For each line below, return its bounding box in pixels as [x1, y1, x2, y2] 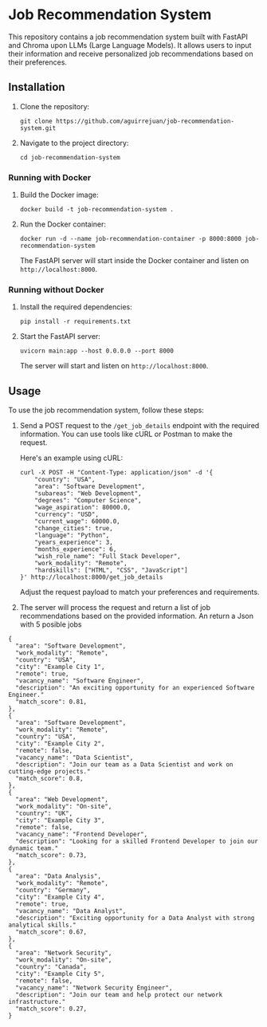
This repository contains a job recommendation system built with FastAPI [8, 32, 249, 41]
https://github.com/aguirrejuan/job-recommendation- [55, 117, 235, 125]
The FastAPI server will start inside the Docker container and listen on [19, 256, 249, 266]
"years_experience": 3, [34, 538, 113, 547]
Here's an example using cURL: [19, 453, 124, 463]
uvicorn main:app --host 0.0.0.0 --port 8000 [19, 347, 174, 356]
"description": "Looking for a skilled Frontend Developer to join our [15, 837, 259, 846]
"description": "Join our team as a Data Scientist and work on [15, 761, 234, 769]
